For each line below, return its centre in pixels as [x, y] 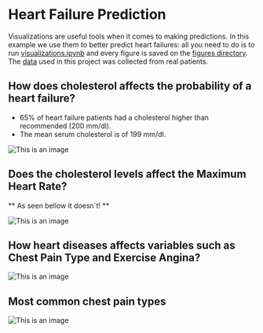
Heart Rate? [38, 187]
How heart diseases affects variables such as [122, 245]
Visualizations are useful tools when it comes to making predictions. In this [129, 36]
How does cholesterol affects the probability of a [130, 86]
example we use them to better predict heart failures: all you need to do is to [131, 44]
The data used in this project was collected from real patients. [108, 61]
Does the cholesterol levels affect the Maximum [127, 174]
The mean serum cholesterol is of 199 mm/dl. [93, 134]
